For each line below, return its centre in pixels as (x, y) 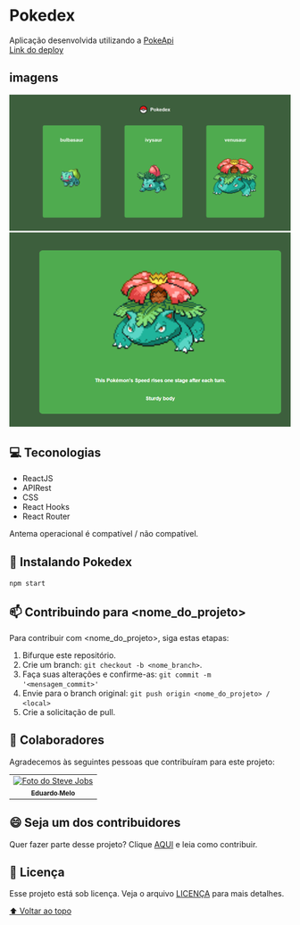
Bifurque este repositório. (69, 655)
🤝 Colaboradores (57, 741)
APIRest (37, 488)
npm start (28, 584)
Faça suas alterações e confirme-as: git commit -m (117, 674)
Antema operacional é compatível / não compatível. (104, 534)
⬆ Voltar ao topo (41, 911)
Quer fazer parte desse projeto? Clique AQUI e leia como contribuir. (133, 844)
